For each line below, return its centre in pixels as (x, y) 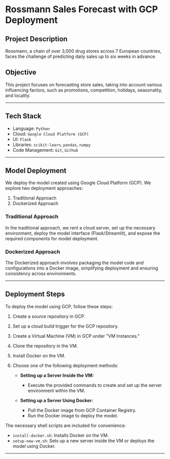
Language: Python (31, 128)
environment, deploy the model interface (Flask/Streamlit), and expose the (83, 233)
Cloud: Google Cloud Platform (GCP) (51, 134)
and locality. (18, 95)
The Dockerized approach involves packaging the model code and (75, 263)
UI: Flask (22, 139)
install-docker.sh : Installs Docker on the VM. (60, 435)
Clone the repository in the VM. (45, 346)
